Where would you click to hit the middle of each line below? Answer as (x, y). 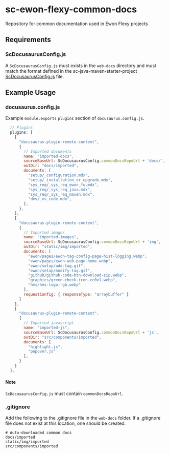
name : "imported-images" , (51, 237)
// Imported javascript (49, 323)
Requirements (28, 40)
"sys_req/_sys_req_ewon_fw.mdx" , (64, 185)
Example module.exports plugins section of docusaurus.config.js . (75, 118)
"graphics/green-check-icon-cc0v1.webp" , (72, 280)
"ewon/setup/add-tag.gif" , (57, 266)
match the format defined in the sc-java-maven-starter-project (71, 71)
